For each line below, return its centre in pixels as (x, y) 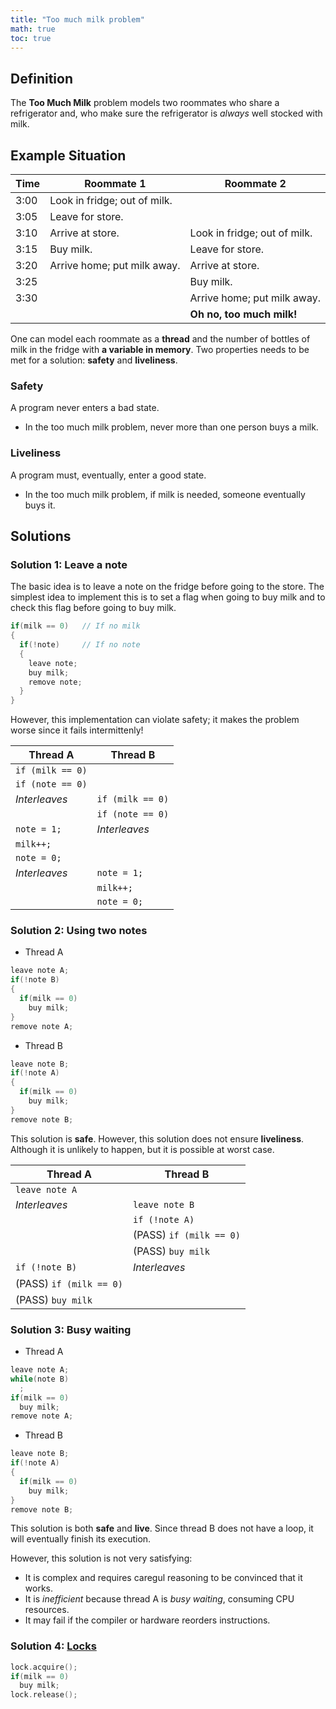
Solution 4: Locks (53, 1646)
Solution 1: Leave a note (69, 564)
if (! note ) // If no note (80, 645)
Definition (41, 78)
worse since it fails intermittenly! (77, 730)
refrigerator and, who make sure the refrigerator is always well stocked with (166, 113)
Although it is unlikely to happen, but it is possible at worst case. (142, 1149)
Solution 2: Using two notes (79, 931)
